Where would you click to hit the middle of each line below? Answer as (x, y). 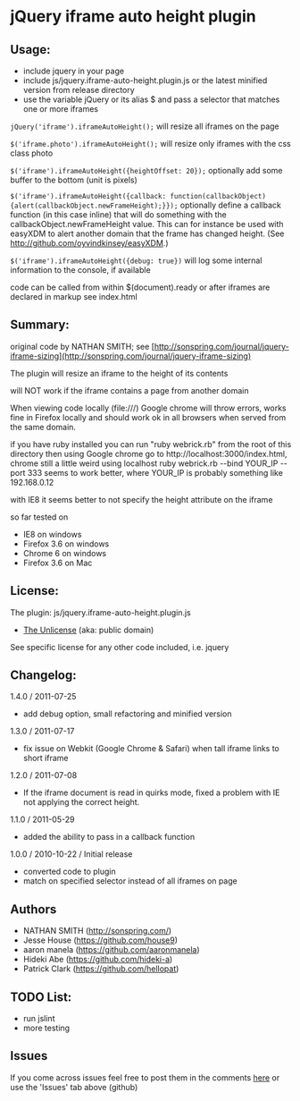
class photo (32, 153)
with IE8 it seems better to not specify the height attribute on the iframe (142, 499)
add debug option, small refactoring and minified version (127, 714)
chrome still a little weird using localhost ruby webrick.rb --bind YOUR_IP (144, 463)
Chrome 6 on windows (64, 553)
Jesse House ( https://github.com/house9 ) (100, 940)
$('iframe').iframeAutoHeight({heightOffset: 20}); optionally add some (146, 170)
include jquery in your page (73, 71)
